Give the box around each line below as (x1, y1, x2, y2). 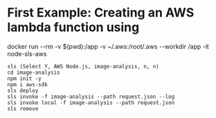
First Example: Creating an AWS (7, 5, 195, 21)
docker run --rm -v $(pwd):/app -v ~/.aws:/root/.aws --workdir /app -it (7, 42, 209, 50)
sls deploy (7, 87, 39, 94)
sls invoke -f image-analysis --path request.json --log (7, 93, 175, 100)
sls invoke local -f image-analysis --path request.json (7, 99, 175, 106)
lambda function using (7, 19, 140, 35)
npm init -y (7, 75, 42, 82)
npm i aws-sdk (7, 81, 48, 88)
